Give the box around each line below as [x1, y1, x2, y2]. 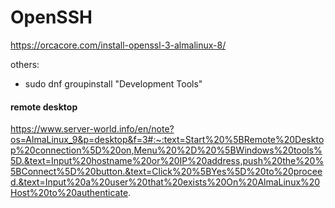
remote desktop [10, 101, 78, 113]
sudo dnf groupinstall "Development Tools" [24, 77, 203, 90]
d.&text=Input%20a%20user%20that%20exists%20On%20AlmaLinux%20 [10, 176, 321, 188]
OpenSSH [10, 6, 93, 29]
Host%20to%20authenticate [10, 187, 129, 199]
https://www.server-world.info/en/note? [10, 123, 175, 135]
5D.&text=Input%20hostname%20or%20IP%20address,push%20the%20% [10, 155, 325, 167]
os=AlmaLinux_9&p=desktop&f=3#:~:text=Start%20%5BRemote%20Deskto [10, 134, 325, 146]
